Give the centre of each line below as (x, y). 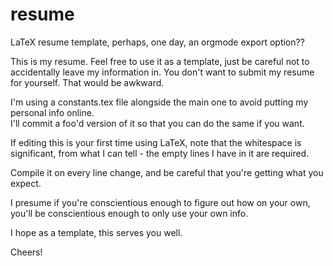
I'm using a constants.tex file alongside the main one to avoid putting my (159, 102)
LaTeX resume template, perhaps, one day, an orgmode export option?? (157, 42)
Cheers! (26, 252)
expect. (26, 183)
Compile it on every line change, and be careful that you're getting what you (167, 172)
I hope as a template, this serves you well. (96, 232)
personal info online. (52, 112)
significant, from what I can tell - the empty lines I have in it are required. (160, 153)
